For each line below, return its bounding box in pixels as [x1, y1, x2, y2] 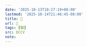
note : [5, 35, 16, 40]
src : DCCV [5, 30, 25, 35]
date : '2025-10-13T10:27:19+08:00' [5, 7, 77, 12]
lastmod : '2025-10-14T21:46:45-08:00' [5, 12, 84, 17]
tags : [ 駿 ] [5, 25, 27, 30]
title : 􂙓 [5, 16, 23, 21]
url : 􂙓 [5, 21, 18, 26]
